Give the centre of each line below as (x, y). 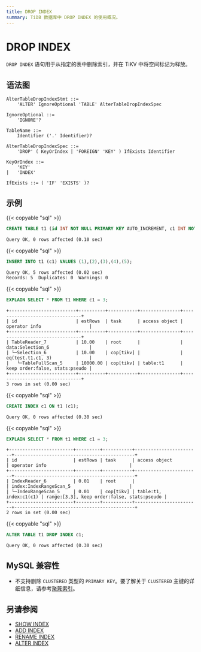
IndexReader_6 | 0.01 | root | (73, 481)
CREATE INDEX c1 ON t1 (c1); (42, 406)
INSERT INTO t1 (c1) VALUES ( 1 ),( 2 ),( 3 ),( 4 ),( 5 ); (69, 261)
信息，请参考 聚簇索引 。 (49, 588)
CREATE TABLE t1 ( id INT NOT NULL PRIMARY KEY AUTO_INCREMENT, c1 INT (96, 229)
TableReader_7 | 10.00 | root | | (98, 342)
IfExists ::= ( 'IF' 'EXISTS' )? (48, 183)
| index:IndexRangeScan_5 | (69, 487)
